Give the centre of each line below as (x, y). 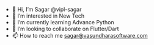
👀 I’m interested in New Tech (48, 16)
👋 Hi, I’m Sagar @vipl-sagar (47, 9)
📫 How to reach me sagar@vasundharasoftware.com (80, 36)
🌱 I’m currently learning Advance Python (63, 22)
